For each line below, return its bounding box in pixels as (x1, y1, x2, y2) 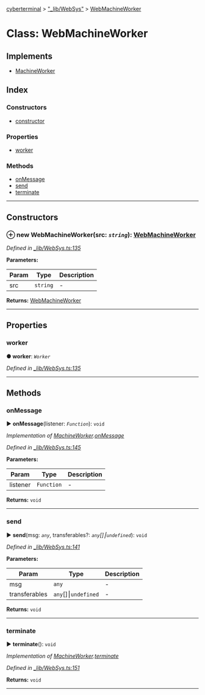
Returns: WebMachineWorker (6, 296, 81, 304)
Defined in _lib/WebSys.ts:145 (6, 444, 81, 451)
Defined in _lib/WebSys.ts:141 (6, 543, 81, 550)
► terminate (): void (6, 640, 56, 648)
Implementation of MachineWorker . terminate (6, 652, 119, 659)
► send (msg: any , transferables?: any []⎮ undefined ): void (6, 531, 148, 538)
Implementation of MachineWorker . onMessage (6, 432, 124, 440)
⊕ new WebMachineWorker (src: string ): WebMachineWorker (6, 230, 196, 239)
